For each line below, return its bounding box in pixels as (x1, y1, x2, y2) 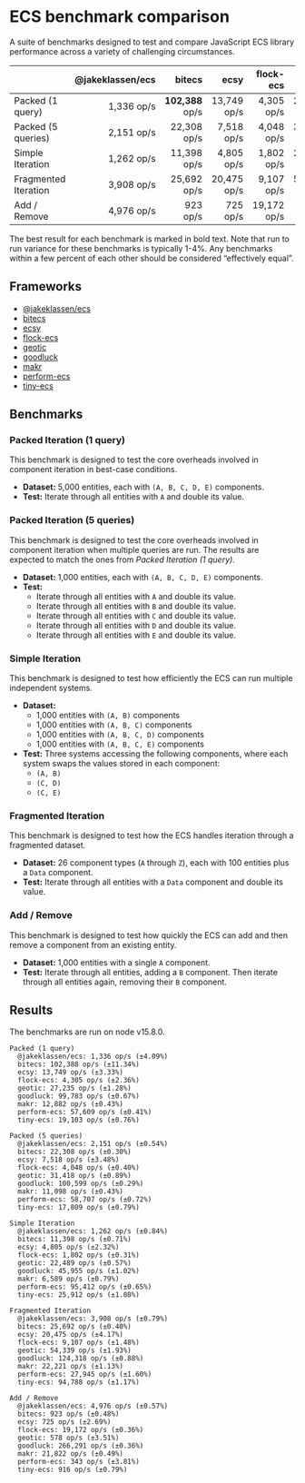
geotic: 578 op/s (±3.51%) (17, 1433, 120, 1443)
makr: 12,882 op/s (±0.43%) (17, 1100, 124, 1109)
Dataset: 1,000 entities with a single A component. (22, 956, 211, 968)
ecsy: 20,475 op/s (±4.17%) (17, 1330, 124, 1340)
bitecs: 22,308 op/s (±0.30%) (17, 1147, 132, 1157)
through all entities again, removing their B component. (22, 976, 227, 987)
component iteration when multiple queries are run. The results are (9, 544, 260, 555)
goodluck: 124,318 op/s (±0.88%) (17, 1354, 144, 1363)
